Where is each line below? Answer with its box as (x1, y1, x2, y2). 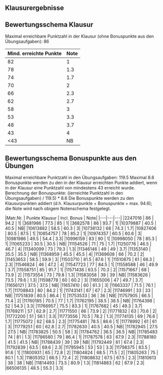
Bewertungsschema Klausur (5, 20, 93, 29)
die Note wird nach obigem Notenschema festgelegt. (5, 206, 111, 211)
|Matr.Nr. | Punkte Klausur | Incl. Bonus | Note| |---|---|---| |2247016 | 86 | (5, 215, 154, 221)
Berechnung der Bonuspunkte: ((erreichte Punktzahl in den (5, 190, 123, 196)
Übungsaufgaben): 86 (5, 38, 50, 44)
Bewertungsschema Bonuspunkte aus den (5, 154, 137, 162)
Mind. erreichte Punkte (7, 50, 62, 57)
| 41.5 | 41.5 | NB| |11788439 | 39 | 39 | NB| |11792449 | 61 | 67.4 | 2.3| (5, 339, 145, 345)
